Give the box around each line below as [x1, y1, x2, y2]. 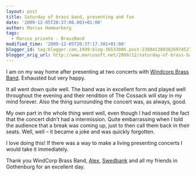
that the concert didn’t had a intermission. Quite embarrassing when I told [6, 115, 183, 123]
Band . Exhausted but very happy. [6, 74, 86, 81]
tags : [6, 30, 19, 36]
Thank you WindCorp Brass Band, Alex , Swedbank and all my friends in [6, 157, 178, 164]
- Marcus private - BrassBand [11, 36, 85, 42]
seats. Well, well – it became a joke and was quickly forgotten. [6, 128, 155, 135]
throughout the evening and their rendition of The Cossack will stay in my [6, 92, 183, 99]
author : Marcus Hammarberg [6, 25, 72, 31]
